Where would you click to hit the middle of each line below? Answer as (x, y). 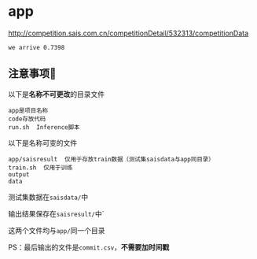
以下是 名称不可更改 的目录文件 (56, 94)
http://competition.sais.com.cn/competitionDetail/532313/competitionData (128, 33)
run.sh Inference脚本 (44, 127)
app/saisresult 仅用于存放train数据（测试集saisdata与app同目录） (111, 159)
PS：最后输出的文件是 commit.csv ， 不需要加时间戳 (89, 247)
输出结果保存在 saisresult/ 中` (56, 213)
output (19, 174)
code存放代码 (27, 119)
